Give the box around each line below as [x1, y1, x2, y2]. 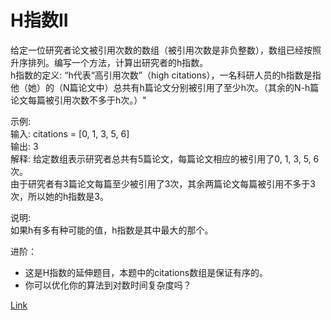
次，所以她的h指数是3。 [10, 190, 109, 202]
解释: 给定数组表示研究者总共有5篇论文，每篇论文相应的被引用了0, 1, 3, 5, [10, 152, 312, 165]
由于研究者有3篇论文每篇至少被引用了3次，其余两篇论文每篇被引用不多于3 [10, 177, 316, 190]
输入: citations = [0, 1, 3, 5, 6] [10, 127, 130, 140]
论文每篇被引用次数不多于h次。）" [10, 94, 147, 106]
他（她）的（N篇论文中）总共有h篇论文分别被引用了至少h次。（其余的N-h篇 [10, 81, 320, 93]
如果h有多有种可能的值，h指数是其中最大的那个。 [10, 224, 214, 236]
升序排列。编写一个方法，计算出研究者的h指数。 [10, 56, 209, 68]
